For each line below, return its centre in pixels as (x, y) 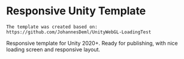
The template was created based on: (52, 27)
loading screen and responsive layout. (53, 49)
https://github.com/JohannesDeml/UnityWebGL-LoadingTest (79, 32)
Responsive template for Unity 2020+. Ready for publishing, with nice (92, 43)
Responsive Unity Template (76, 11)
